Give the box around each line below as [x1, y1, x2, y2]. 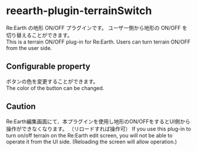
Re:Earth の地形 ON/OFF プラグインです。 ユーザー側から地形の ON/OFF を [6, 24, 188, 31]
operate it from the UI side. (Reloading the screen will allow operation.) [6, 138, 178, 145]
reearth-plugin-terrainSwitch [6, 4, 152, 18]
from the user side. [6, 44, 52, 51]
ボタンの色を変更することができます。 [6, 78, 99, 85]
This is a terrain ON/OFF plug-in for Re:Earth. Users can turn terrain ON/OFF [6, 38, 191, 45]
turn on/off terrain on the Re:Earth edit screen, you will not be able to [6, 132, 173, 139]
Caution [6, 102, 36, 112]
